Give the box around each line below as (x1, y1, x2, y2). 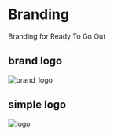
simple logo (8, 98, 67, 112)
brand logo (8, 54, 63, 68)
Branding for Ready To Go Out (8, 31, 106, 41)
